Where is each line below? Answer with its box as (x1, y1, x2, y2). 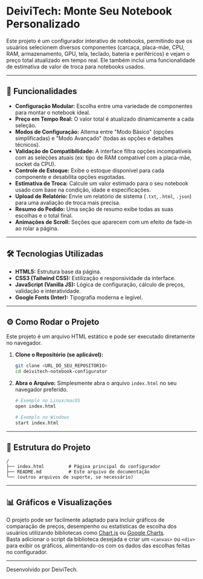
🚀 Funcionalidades (6, 86, 77, 96)
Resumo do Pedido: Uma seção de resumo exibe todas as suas (14, 205, 173, 213)
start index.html (14, 420, 59, 426)
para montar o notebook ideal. (14, 109, 91, 116)
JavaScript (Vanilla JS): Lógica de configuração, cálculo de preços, (14, 281, 185, 288)
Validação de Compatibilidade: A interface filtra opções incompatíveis (14, 147, 192, 155)
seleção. (14, 121, 37, 129)
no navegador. (6, 340, 42, 347)
